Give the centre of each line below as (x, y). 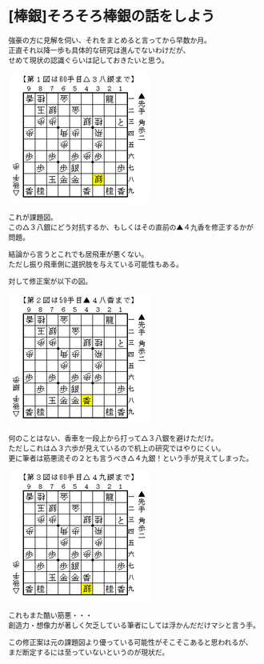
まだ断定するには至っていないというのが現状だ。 (89, 652)
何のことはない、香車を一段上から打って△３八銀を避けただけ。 (113, 438)
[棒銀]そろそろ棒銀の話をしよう (112, 16)
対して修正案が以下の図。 (50, 281)
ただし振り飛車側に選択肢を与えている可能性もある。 (96, 264)
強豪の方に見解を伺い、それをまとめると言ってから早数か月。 (110, 40)
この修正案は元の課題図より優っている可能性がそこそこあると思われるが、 (131, 642)
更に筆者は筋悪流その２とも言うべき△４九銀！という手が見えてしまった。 (131, 458)
